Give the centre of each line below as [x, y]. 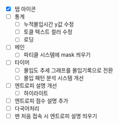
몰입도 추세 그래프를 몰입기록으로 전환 [68, 70]
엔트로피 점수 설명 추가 [41, 101]
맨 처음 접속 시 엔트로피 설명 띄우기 [56, 116]
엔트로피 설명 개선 [36, 85]
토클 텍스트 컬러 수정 [48, 32]
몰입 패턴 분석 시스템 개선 [54, 77]
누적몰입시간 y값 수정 [49, 24]
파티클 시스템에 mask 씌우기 [57, 55]
